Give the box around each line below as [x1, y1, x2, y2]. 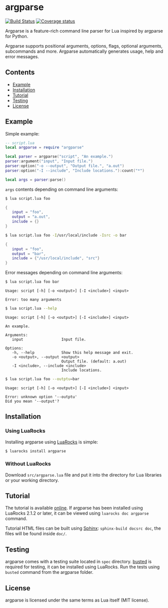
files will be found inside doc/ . [5, 531, 67, 537]
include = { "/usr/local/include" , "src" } [12, 256, 100, 261]
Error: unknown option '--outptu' [5, 394, 78, 399]
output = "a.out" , [12, 214, 51, 219]
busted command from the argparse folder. [5, 569, 94, 575]
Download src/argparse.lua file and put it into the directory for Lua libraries [5, 471, 162, 478]
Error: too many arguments [5, 297, 62, 302]
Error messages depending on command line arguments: [5, 270, 123, 276]
